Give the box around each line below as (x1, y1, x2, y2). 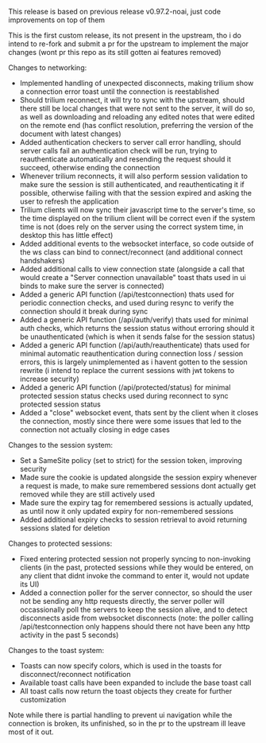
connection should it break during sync (19, 306, 148, 316)
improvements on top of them (8, 15, 106, 25)
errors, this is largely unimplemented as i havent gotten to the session (19, 357, 248, 367)
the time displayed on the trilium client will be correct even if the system (19, 214, 256, 223)
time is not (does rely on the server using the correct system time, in (19, 222, 244, 231)
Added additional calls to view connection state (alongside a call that (19, 264, 245, 274)
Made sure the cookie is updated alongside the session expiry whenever (19, 473, 257, 482)
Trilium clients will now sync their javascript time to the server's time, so (19, 205, 256, 214)
